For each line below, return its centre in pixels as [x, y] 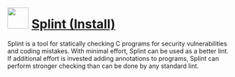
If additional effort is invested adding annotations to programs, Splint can [113, 58]
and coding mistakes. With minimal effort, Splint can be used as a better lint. [118, 51]
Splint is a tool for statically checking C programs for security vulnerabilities [117, 43]
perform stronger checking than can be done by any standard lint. [103, 66]
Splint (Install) [73, 24]
